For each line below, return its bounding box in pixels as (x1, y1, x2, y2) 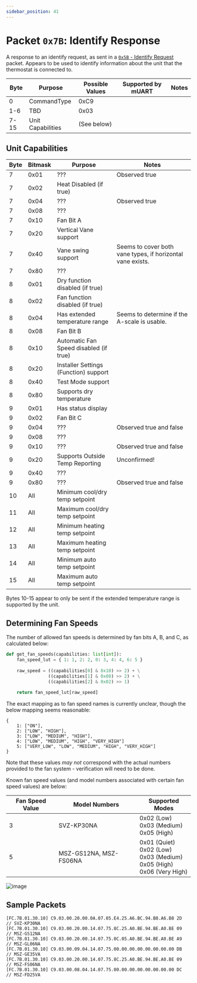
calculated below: (6, 640, 49, 647)
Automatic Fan (56, 337, 97, 345)
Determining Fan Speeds (6, 618, 98, 628)
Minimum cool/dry (56, 488, 107, 496)
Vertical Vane (56, 226, 94, 234)
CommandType (29, 97, 72, 105)
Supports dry (56, 387, 93, 395)
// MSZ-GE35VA (6, 951, 41, 957)
